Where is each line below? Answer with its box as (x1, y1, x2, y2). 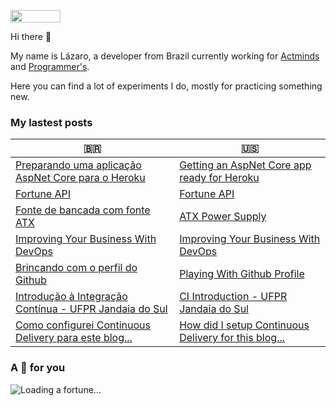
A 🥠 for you (10, 361, 66, 375)
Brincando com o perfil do (15, 261, 138, 275)
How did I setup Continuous (179, 318, 310, 332)
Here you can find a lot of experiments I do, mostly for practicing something (10, 80, 323, 92)
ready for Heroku (179, 171, 260, 185)
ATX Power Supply (179, 210, 267, 224)
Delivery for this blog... (179, 331, 286, 345)
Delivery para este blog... (15, 331, 133, 345)
